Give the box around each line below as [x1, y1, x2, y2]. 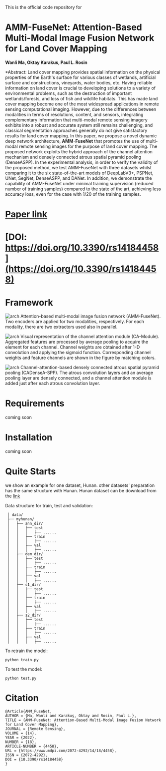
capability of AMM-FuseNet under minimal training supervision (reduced [5, 180, 154, 186]
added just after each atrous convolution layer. [5, 381, 100, 386]
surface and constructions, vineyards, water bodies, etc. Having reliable [5, 79, 153, 85]
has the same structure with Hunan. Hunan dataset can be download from [5, 488, 157, 494]
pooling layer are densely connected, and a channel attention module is [5, 375, 152, 381]
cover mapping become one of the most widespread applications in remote [5, 101, 159, 107]
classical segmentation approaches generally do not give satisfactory [5, 127, 148, 133]
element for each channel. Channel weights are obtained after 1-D [5, 344, 140, 350]
